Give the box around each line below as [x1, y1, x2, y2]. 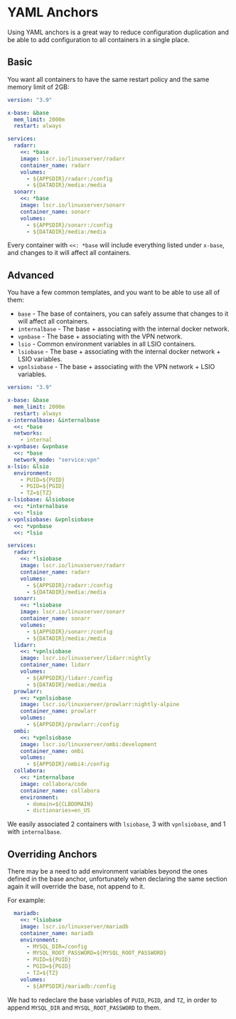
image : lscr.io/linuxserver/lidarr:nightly [20, 655, 151, 662]
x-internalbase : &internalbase [7, 416, 100, 424]
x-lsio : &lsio [7, 462, 50, 470]
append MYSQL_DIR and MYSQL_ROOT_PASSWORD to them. [7, 1003, 161, 1012]
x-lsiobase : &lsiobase [7, 496, 75, 503]
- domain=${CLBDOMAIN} [26, 800, 94, 807]
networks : [14, 430, 43, 437]
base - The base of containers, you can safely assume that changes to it [17, 309, 229, 318]
